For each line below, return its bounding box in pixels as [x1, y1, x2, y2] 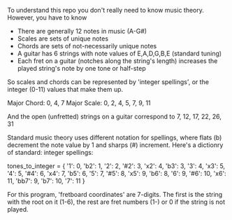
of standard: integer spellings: [7, 149, 94, 156]
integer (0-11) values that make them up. [7, 85, 124, 93]
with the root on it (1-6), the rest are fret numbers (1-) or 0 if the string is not [7, 198, 226, 206]
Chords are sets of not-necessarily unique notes [17, 42, 157, 50]
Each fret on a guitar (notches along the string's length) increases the [17, 57, 218, 65]
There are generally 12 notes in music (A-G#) [17, 27, 147, 35]
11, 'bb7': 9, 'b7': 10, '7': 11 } [7, 177, 85, 185]
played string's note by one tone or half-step [17, 64, 147, 72]
